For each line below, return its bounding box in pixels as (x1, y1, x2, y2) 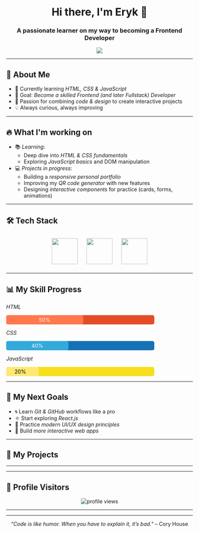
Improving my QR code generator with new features (23, 180, 150, 187)
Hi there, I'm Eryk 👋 (51, 5, 148, 19)
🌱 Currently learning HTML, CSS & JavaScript (14, 85, 127, 92)
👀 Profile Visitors (6, 482, 70, 492)
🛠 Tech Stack (6, 215, 58, 225)
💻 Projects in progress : (14, 165, 72, 172)
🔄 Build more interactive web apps (14, 427, 99, 434)
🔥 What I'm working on (6, 127, 92, 137)
